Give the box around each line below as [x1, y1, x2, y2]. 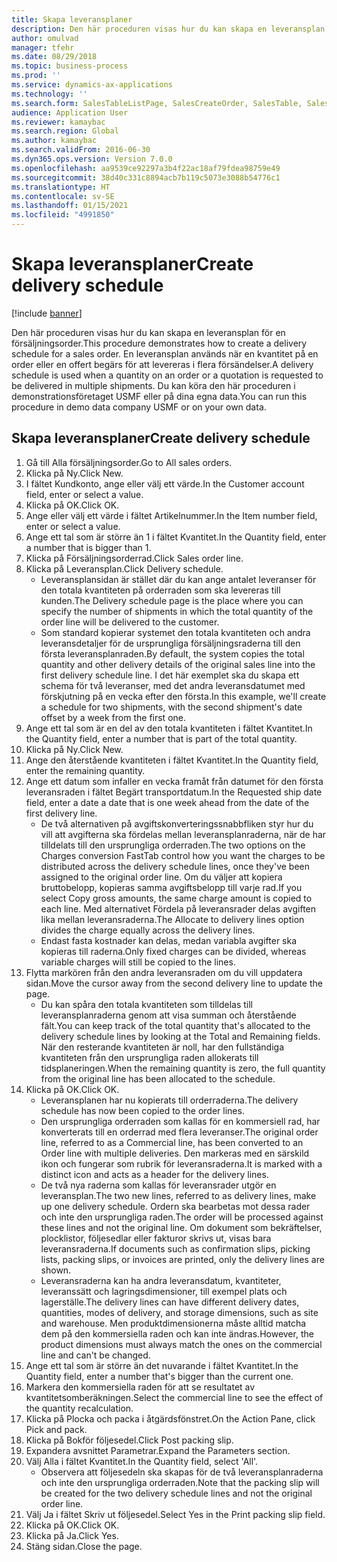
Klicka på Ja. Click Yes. [25, 1529, 119, 1541]
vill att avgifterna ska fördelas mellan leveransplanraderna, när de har [40, 828, 327, 840]
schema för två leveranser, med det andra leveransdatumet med [40, 679, 306, 691]
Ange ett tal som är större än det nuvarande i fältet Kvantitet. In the [25, 1359, 299, 1371]
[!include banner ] [11, 307, 83, 319]
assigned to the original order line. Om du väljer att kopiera [40, 871, 283, 883]
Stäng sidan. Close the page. [25, 1540, 143, 1552]
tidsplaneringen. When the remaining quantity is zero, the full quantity [40, 1062, 326, 1074]
